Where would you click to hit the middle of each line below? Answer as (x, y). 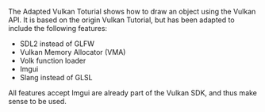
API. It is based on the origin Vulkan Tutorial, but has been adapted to (122, 20)
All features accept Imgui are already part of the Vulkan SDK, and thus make (133, 93)
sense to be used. (38, 101)
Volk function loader (53, 60)
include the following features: (58, 28)
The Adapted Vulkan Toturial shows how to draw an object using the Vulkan (132, 12)
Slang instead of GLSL (56, 77)
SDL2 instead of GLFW (57, 44)
